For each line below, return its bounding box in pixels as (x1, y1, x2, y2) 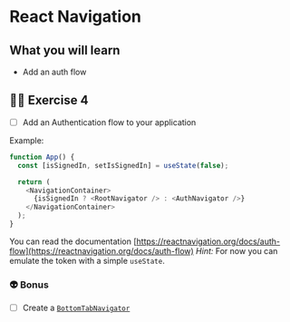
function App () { (9, 152, 75, 161)
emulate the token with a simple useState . (9, 255, 165, 266)
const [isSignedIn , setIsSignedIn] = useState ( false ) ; (17, 161, 229, 170)
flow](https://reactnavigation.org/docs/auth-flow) (9, 245, 195, 256)
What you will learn (9, 43, 121, 58)
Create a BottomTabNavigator (22, 302, 130, 314)
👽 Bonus (9, 278, 50, 291)
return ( (17, 177, 51, 187)
